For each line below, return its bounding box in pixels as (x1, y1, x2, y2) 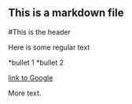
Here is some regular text (8, 43, 90, 52)
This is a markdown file (8, 6, 124, 20)
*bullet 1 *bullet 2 (8, 58, 64, 67)
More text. (8, 88, 42, 98)
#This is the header (8, 27, 71, 36)
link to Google (8, 72, 53, 82)
